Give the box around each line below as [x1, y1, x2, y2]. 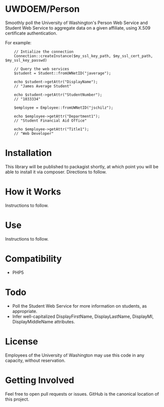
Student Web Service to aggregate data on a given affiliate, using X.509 [5, 25, 151, 31]
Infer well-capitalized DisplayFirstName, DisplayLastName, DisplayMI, [12, 313, 154, 319]
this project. [5, 396, 30, 402]
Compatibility [5, 253, 62, 264]
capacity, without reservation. [5, 357, 66, 363]
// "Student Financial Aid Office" [14, 118, 87, 123]
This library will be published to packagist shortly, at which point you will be [5, 163, 159, 169]
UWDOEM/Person [5, 3, 80, 15]
